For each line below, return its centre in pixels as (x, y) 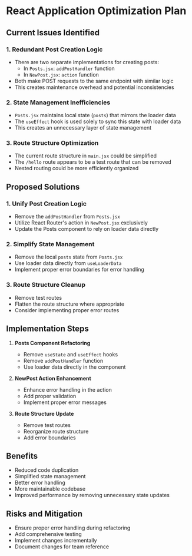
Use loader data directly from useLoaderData (68, 263)
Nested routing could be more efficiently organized (77, 168)
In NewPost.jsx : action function (61, 74)
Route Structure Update (44, 413)
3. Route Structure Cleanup (46, 285)
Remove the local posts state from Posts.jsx (69, 257)
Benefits (22, 456)
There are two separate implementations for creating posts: (87, 62)
